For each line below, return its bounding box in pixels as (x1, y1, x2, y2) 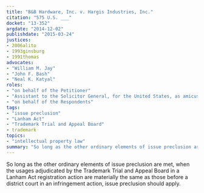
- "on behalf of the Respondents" (6, 99, 94, 105)
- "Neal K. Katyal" (6, 76, 56, 82)
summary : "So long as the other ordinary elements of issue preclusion (6, 143, 191, 150)
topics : (6, 132, 26, 139)
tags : (6, 104, 20, 111)
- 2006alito (6, 43, 36, 49)
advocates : (6, 59, 34, 65)
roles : (6, 82, 23, 88)
